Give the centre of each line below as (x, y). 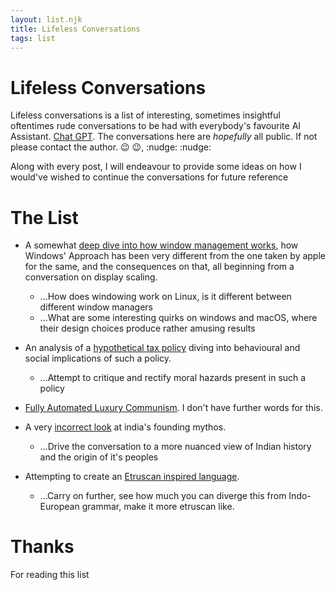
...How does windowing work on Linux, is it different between (165, 297)
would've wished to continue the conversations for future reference (149, 177)
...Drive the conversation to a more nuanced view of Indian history (175, 447)
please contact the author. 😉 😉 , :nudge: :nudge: (111, 147)
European (59, 507)
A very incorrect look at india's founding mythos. (125, 427)
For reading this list (50, 575)
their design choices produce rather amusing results (147, 328)
